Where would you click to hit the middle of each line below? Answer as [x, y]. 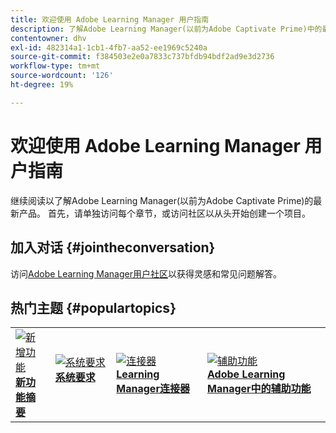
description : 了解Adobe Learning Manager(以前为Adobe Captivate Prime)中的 [166, 29]
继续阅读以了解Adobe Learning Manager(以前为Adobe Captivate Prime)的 [162, 200]
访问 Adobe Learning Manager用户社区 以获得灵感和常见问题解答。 [146, 273]
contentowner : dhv [48, 38]
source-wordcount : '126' [62, 76]
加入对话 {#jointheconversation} [113, 247]
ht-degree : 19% [42, 85]
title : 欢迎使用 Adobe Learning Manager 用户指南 [110, 19]
